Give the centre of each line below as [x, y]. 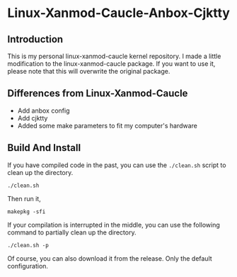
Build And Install [44, 148]
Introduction [35, 39]
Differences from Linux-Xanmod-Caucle [98, 94]
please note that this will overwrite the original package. [89, 71]
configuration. [28, 266]
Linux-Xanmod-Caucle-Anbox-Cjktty [118, 13]
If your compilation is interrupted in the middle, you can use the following [114, 225]
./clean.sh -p [28, 245]
